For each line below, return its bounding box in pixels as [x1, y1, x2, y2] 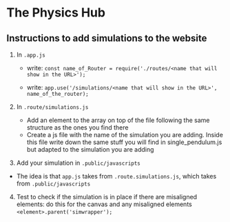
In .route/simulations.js [16, 103, 89, 111]
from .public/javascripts [16, 179, 91, 188]
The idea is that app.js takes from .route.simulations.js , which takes [16, 172, 217, 180]
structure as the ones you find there [26, 123, 129, 132]
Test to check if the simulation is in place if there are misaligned [16, 193, 198, 201]
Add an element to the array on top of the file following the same [26, 116, 211, 124]
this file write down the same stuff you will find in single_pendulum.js [26, 138, 222, 146]
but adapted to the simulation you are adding [26, 145, 154, 153]
